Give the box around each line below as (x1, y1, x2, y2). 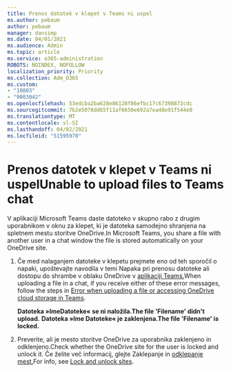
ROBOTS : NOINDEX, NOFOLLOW (7, 62, 85, 68)
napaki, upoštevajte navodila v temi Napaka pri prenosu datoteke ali (17, 264, 210, 273)
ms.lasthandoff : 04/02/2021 (7, 126, 88, 133)
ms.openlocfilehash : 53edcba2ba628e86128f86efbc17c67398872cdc (7, 100, 193, 107)
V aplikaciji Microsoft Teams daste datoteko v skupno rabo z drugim (7, 214, 200, 223)
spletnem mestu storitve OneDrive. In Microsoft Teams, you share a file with (7, 229, 221, 237)
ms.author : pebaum (7, 17, 60, 24)
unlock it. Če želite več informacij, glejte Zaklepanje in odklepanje (17, 350, 203, 358)
